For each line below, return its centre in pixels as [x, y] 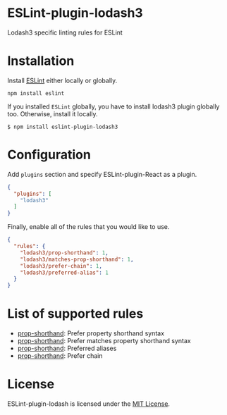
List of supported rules [75, 314]
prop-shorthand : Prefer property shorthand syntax [91, 333]
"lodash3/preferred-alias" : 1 [65, 273]
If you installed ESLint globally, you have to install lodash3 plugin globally [114, 106]
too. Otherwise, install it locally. [53, 113]
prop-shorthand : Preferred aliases [67, 348]
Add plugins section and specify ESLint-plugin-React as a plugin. [102, 174]
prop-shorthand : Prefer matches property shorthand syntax [104, 341]
